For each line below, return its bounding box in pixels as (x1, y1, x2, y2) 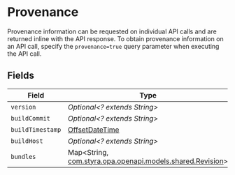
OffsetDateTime (67, 125, 120, 135)
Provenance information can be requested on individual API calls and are (7, 27, 217, 36)
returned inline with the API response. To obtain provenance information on (7, 34, 224, 43)
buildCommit (10, 114, 51, 122)
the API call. (7, 50, 42, 58)
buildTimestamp (10, 125, 62, 133)
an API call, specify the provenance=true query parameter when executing (7, 42, 220, 50)
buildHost (10, 137, 43, 145)
